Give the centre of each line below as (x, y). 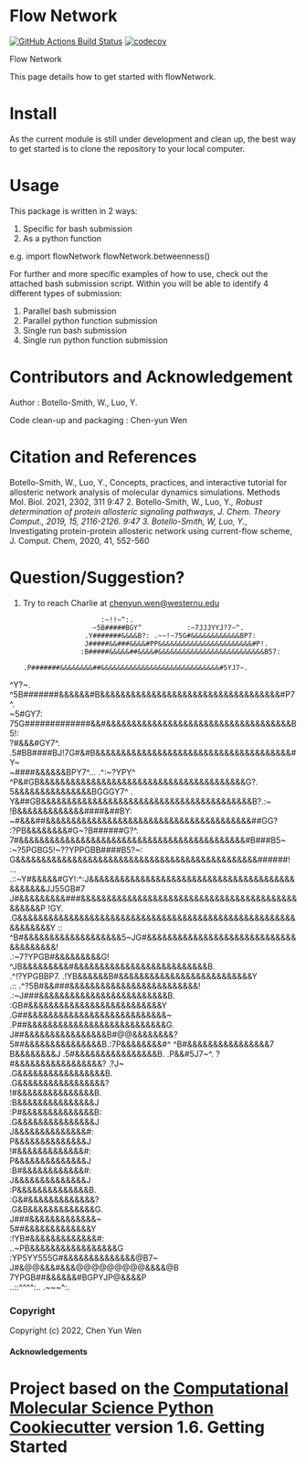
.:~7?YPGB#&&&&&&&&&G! (59, 956)
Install (33, 114)
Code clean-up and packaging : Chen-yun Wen (99, 420)
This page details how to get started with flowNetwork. (113, 76)
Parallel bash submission (69, 311)
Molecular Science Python (112, 1408)
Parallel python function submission (90, 320)
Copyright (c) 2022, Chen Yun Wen (76, 1330)
